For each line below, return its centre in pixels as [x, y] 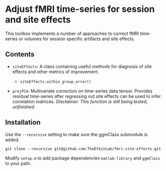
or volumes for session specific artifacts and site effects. [77, 39]
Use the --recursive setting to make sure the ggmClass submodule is [77, 134]
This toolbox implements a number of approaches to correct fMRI [72, 33]
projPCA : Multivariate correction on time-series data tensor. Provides [82, 91]
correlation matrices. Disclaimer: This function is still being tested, [80, 101]
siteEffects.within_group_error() [55, 82]
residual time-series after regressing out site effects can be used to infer [86, 96]
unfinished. [24, 107]
